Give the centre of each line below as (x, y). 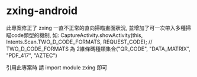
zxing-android (42, 11)
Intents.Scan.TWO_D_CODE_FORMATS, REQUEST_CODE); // (79, 42)
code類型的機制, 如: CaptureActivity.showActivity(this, (77, 35)
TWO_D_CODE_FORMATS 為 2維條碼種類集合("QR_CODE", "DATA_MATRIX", (98, 49)
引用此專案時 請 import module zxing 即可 (57, 67)
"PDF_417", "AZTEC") (32, 55)
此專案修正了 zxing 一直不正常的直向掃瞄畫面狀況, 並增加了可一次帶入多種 (96, 28)
